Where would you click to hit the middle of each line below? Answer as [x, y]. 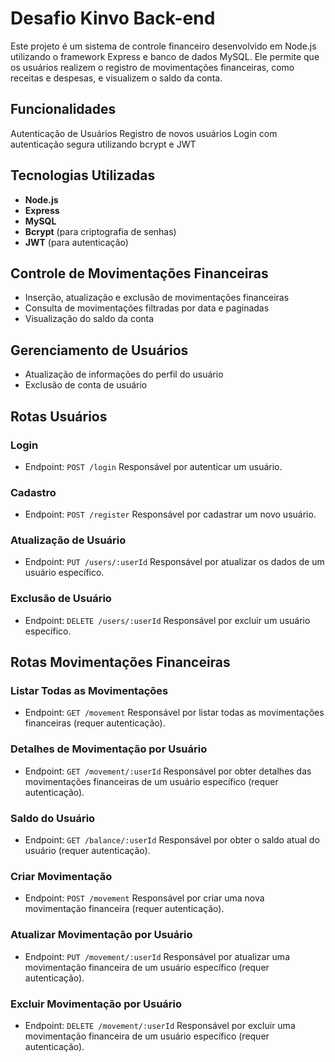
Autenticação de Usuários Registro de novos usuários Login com [144, 133]
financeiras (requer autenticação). [95, 723]
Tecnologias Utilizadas [83, 175]
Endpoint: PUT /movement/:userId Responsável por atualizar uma [157, 956]
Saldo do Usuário [53, 818]
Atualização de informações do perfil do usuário [124, 374]
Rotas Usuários [59, 416]
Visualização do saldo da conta [89, 319]
